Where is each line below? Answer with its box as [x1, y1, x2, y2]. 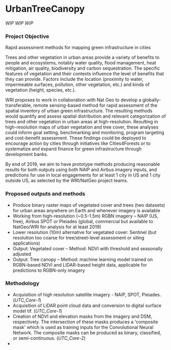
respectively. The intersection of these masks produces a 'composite [12, 318, 158, 325]
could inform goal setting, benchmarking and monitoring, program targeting [5, 129, 164, 136]
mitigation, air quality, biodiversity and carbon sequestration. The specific [5, 65, 160, 72]
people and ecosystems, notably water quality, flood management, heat [5, 60, 157, 66]
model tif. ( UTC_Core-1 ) [12, 308, 62, 314]
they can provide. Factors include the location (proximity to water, [5, 76, 144, 82]
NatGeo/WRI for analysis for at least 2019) [12, 224, 102, 230]
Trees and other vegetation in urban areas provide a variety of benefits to [5, 54, 160, 60]
